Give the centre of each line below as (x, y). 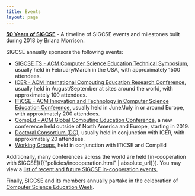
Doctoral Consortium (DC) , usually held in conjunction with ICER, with (100, 132)
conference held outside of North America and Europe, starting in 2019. (102, 126)
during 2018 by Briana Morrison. (45, 40)
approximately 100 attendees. (51, 95)
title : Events (24, 12)
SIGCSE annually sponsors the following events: (65, 52)
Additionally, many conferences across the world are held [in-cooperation (96, 156)
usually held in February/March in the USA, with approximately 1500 (97, 69)
